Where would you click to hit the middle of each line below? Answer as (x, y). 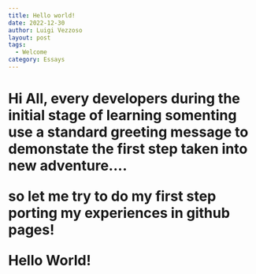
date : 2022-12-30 (37, 23)
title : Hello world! (42, 15)
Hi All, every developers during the (124, 99)
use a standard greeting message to (128, 132)
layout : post (30, 38)
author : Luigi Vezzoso (45, 30)
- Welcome (31, 52)
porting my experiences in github (119, 213)
